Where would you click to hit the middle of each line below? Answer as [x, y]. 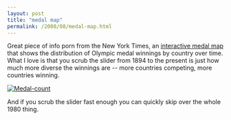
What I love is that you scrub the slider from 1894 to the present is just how [113, 61]
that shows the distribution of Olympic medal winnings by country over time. [115, 53]
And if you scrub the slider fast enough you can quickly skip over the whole [114, 102]
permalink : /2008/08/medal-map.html [59, 26]
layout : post [26, 13]
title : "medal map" [35, 20]
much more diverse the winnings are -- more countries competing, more [110, 68]
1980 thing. [23, 109]
